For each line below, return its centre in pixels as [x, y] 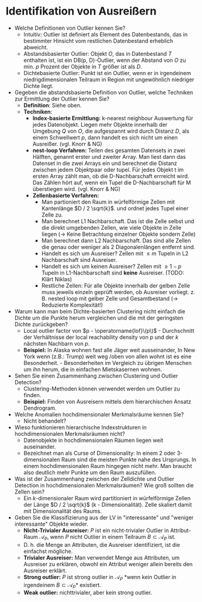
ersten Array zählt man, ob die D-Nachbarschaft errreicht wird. [111, 176]
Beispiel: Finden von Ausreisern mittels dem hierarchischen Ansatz [107, 401]
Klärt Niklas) [57, 279]
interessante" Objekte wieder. [51, 524]
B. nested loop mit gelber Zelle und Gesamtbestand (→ [110, 298]
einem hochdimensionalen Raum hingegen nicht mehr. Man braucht [108, 466]
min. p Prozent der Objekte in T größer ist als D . [83, 66]
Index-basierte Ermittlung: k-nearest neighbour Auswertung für [113, 118]
